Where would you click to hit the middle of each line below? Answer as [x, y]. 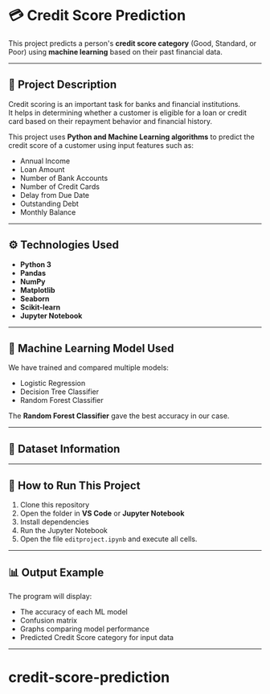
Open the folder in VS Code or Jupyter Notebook [102, 513]
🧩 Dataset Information [64, 448]
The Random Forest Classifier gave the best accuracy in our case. [119, 416]
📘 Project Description [63, 85]
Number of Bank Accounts [64, 178]
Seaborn [35, 298]
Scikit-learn [40, 307]
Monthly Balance [48, 212]
